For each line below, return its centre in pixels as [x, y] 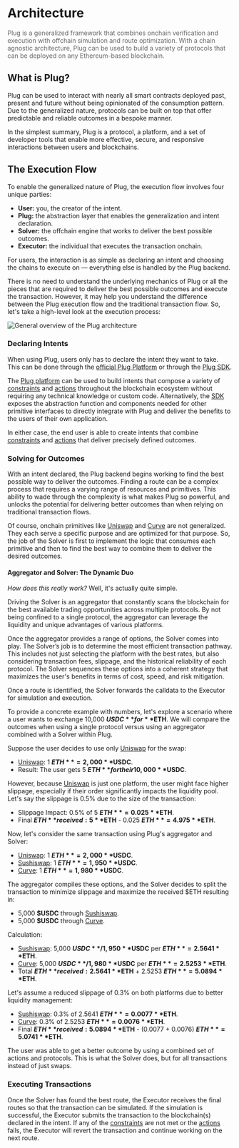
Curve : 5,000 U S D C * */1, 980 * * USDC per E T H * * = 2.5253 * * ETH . [122, 964]
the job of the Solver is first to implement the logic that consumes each [112, 541]
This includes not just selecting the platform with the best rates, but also [113, 654]
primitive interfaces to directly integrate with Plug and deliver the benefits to [119, 411]
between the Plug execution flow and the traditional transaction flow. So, [114, 304]
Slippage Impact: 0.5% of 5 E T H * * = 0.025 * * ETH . [96, 813]
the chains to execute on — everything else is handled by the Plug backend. [119, 267]
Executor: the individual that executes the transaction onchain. [110, 246]
